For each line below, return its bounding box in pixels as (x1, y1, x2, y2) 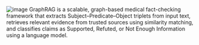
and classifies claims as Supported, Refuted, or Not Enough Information (6, 25, 186, 32)
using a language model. (6, 32, 68, 39)
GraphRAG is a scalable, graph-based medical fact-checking (29, 6, 181, 13)
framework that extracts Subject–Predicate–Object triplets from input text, (6, 12, 191, 19)
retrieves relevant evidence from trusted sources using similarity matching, (6, 19, 194, 26)
